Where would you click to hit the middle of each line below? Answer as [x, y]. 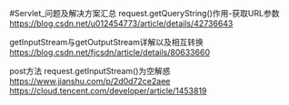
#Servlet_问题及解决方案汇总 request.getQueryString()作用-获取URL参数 [144, 13]
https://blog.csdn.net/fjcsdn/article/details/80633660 [110, 52]
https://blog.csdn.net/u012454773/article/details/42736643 [121, 24]
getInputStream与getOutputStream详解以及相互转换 [107, 42]
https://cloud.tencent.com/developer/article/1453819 [108, 91]
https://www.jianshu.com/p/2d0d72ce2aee [90, 81]
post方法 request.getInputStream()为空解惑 [90, 71]
